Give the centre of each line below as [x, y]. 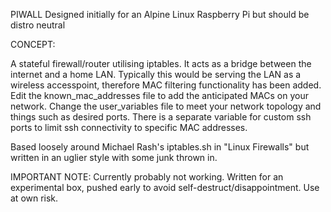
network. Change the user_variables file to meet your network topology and [166, 106]
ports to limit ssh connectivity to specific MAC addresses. [129, 127]
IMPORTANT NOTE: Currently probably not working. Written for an [147, 177]
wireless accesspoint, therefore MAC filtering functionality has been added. [166, 85]
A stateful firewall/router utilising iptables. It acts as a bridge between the [161, 63]
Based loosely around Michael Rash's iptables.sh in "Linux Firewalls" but [160, 147]
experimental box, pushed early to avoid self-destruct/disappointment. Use [165, 187]
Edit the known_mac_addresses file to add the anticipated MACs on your [159, 95]
